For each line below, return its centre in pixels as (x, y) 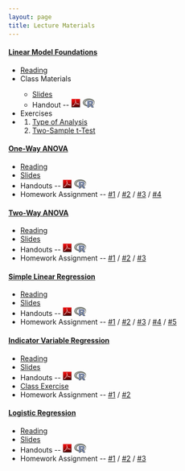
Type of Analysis (60, 121)
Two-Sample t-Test (64, 130)
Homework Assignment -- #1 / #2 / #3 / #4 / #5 (98, 322)
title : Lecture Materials (51, 25)
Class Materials (45, 78)
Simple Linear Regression (52, 276)
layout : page (30, 17)
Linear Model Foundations (53, 52)
